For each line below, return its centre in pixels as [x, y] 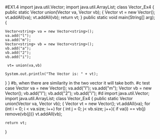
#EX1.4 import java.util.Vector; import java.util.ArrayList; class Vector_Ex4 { [80, 7]
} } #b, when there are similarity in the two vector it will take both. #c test [77, 83]
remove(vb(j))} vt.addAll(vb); [34, 114]
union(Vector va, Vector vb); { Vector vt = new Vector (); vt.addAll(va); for [78, 104]
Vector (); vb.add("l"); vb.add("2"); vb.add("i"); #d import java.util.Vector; [77, 93]
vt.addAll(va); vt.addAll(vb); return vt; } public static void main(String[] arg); [80, 17]
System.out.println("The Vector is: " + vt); [51, 74]
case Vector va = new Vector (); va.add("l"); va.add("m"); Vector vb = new [78, 88]
